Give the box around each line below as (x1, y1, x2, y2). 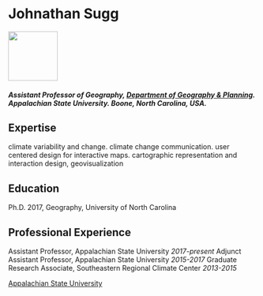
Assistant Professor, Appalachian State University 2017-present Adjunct (8, 246, 242, 256)
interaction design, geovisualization (8, 159, 124, 168)
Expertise (8, 121, 57, 134)
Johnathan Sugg (8, 5, 119, 23)
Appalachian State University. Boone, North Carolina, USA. (8, 98, 207, 107)
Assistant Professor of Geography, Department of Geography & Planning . (8, 90, 255, 99)
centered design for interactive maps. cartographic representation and (8, 151, 238, 160)
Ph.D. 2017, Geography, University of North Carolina (8, 203, 177, 212)
